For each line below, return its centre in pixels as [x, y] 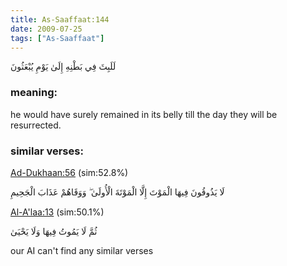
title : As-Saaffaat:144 [60, 19]
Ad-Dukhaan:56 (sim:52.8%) [69, 172]
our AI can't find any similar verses [82, 250]
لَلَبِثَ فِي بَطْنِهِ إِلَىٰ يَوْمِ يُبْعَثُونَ [63, 67]
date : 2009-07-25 [46, 29]
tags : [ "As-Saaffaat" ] [57, 38]
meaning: [34, 93]
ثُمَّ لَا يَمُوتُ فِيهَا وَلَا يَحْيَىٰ [54, 231]
